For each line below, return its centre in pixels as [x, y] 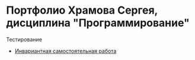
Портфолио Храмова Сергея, [82, 10]
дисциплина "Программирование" [98, 23]
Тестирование [24, 39]
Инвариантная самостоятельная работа [65, 50]
